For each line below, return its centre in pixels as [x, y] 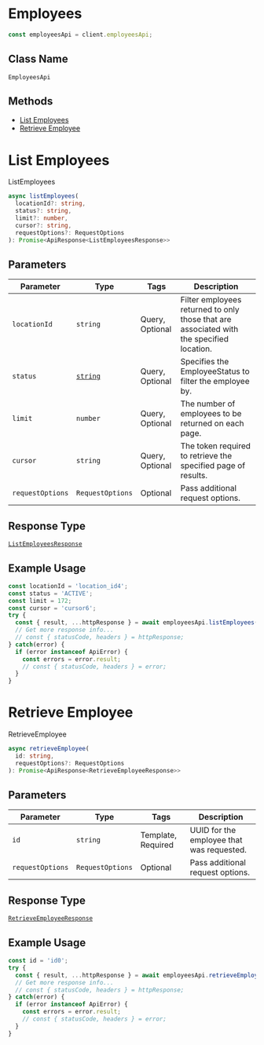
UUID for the [213, 831]
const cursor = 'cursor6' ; [52, 608]
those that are [206, 320]
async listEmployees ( [44, 196]
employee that [216, 840]
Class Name [38, 59]
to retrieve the [206, 456]
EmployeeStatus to [215, 371]
